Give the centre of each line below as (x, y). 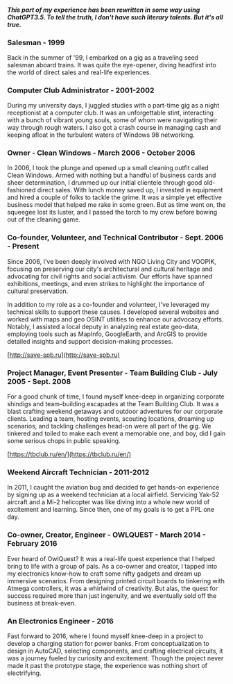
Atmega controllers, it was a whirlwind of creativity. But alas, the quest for (113, 588)
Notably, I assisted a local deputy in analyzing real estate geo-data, (103, 326)
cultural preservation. (38, 291)
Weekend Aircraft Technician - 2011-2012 (78, 472)
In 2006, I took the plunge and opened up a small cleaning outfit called (108, 168)
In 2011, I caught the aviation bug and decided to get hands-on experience (113, 487)
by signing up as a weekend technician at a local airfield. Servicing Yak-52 (113, 495)
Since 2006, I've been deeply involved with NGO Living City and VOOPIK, (112, 261)
